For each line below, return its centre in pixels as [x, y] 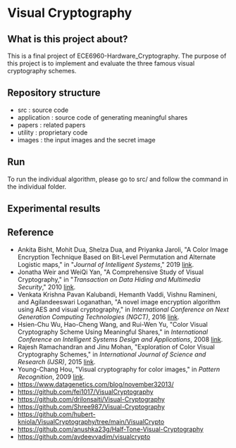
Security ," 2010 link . [46, 287]
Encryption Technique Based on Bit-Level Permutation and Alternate [117, 257]
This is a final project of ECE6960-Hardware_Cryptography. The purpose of [117, 56]
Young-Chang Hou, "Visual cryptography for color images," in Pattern [119, 369]
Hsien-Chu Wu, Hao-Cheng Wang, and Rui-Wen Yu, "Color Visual [112, 324]
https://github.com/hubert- [57, 414]
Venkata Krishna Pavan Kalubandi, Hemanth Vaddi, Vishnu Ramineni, [117, 294]
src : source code [43, 110]
